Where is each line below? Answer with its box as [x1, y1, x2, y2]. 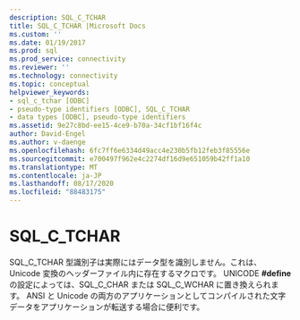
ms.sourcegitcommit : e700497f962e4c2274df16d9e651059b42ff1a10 [9, 154, 251, 164]
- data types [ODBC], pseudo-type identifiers [9, 113, 186, 122]
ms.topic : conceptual [9, 80, 90, 88]
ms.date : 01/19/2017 [9, 38, 87, 47]
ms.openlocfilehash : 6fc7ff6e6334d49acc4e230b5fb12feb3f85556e [9, 146, 251, 155]
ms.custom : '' [9, 29, 63, 38]
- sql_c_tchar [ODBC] [9, 96, 90, 105]
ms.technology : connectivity [9, 72, 118, 80]
